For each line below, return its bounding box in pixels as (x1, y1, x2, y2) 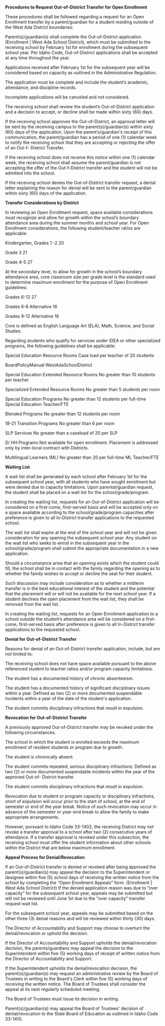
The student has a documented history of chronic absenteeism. (5, 675, 134, 681)
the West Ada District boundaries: (5, 24, 74, 30)
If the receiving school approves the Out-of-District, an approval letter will (5, 119, 155, 124)
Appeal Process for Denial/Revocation (5, 854, 85, 860)
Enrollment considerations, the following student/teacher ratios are (5, 225, 141, 231)
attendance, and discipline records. (5, 85, 77, 90)
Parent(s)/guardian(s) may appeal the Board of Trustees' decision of (5, 1006, 144, 1011)
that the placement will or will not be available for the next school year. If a (5, 591, 156, 596)
